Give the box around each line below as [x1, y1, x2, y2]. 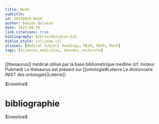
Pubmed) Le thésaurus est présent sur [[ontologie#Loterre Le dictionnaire [5, 66, 153, 72]
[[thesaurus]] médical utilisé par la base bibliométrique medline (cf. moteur [5, 61, 155, 67]
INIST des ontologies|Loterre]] [5, 71, 66, 77]
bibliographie [5, 98, 60, 109]
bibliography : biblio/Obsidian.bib [5, 35, 77, 39]
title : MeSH [5, 7, 29, 12]
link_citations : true [5, 30, 49, 35]
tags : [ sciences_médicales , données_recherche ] [5, 48, 104, 53]
